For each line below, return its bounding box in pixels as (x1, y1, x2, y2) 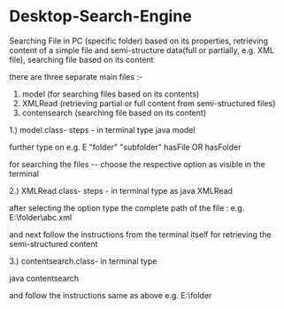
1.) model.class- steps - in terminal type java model (9, 124, 196, 135)
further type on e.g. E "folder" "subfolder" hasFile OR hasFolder (9, 142, 242, 152)
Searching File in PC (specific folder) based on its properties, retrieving (9, 35, 268, 46)
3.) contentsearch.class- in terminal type (9, 255, 157, 267)
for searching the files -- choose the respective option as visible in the (9, 158, 265, 169)
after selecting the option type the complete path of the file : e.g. (9, 202, 245, 213)
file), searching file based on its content (9, 54, 154, 65)
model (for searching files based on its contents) (21, 89, 200, 99)
